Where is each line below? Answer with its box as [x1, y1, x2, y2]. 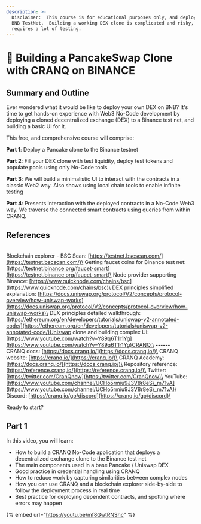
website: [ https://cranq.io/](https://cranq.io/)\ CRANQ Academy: [6, 354, 165, 361]
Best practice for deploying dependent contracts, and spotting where [14, 493, 185, 500]
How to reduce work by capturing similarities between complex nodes [14, 474, 188, 481]
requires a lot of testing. [11, 25, 82, 32]
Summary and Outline [6, 87, 90, 98]
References [6, 230, 50, 240]
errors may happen [14, 499, 62, 507]
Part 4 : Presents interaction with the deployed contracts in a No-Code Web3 [6, 200, 194, 207]
